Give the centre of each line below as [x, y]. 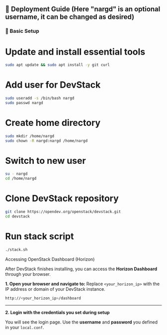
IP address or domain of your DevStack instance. [55, 289]
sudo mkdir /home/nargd [30, 136]
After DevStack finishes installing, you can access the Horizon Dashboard [81, 269]
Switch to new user [45, 161]
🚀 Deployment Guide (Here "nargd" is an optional [83, 9]
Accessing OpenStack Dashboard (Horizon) [50, 259]
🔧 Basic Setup [22, 31]
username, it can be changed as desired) [70, 17]
